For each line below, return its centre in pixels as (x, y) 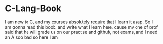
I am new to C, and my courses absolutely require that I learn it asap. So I (79, 22)
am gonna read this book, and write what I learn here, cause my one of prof (81, 27)
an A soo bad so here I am (31, 37)
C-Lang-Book (33, 8)
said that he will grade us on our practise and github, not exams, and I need (81, 32)
